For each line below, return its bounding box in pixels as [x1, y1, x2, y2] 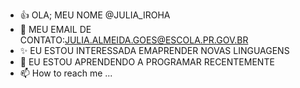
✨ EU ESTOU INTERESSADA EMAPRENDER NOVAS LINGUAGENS [19, 45, 290, 56]
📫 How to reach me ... [19, 67, 113, 79]
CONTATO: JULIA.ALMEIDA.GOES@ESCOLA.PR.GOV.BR [19, 34, 249, 46]
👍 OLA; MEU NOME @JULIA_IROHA [19, 9, 171, 21]
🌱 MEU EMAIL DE [19, 24, 92, 35]
